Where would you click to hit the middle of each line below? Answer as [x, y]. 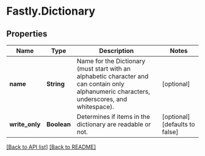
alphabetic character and [113, 76]
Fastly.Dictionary [51, 11]
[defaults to [178, 124]
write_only [25, 124]
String [56, 84]
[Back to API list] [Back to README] [51, 147]
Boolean [59, 124]
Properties [27, 34]
